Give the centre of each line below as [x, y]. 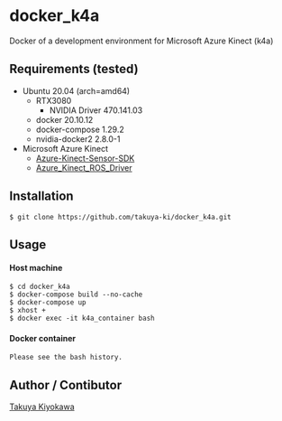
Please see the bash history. [66, 358]
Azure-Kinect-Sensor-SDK [85, 158]
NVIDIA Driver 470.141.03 [96, 110]
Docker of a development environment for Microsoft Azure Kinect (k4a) [141, 41]
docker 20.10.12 [64, 119]
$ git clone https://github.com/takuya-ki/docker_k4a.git [120, 217]
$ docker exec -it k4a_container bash [82, 318]
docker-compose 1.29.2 [80, 129]
